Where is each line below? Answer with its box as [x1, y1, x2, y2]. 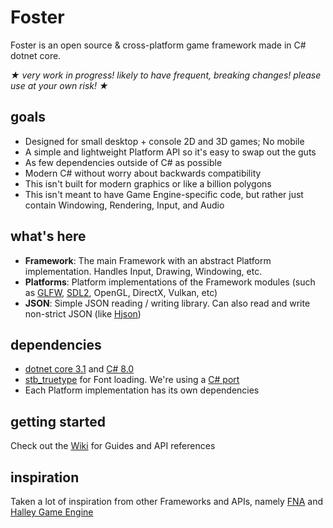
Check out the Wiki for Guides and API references [10, 440, 216, 452]
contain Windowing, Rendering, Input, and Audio [24, 199, 225, 211]
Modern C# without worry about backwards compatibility [24, 167, 262, 179]
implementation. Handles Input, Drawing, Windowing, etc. [24, 265, 263, 277]
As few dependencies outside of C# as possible [24, 156, 223, 168]
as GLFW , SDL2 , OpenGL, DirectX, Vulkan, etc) [24, 286, 218, 298]
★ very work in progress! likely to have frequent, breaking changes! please [10, 69, 322, 81]
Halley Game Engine [10, 506, 94, 518]
